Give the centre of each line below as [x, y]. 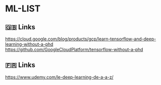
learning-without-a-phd [29, 44]
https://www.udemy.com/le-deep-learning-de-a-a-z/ [59, 77]
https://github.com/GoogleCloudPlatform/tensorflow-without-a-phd [74, 49]
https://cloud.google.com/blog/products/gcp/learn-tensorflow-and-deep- [80, 39]
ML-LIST [23, 9]
